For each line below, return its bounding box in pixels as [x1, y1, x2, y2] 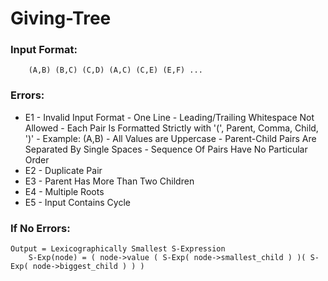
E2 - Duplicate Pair [24, 164, 103, 176]
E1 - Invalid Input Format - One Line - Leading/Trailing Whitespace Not [24, 111, 315, 123]
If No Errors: [10, 221, 71, 235]
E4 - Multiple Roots [24, 185, 105, 197]
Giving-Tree [10, 7, 112, 30]
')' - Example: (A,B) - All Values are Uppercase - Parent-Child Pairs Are [24, 132, 317, 144]
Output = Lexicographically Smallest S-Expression [10, 244, 226, 254]
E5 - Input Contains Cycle [24, 196, 131, 208]
